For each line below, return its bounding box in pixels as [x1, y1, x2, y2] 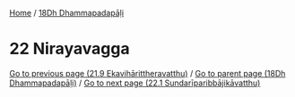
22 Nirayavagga [9, 39, 130, 59]
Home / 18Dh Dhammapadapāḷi [9, 8, 124, 18]
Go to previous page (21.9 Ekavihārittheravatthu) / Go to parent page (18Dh [9, 68, 286, 78]
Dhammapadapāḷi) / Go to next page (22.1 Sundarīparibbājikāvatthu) [9, 77, 261, 88]
